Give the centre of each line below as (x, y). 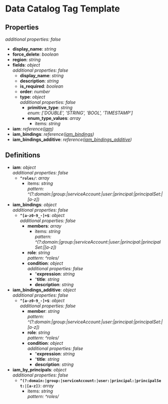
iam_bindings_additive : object (44, 290)
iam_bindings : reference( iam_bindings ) (53, 134)
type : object (32, 97)
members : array (44, 226)
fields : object (26, 65)
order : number (35, 91)
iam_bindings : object (34, 205)
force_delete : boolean (35, 54)
